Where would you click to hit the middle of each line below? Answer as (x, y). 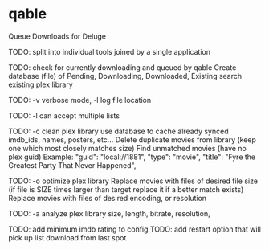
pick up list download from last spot (67, 237)
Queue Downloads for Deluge (57, 36)
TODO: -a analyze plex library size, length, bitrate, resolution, (109, 213)
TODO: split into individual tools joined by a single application (110, 51)
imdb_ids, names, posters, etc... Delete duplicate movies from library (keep (132, 139)
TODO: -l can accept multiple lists (64, 115)
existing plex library (41, 84)
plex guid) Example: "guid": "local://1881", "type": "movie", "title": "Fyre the (132, 157)
